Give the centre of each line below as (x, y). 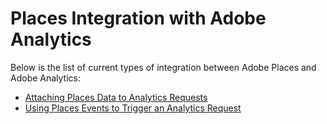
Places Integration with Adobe (138, 18)
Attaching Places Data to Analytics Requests (116, 97)
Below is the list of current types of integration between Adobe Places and (163, 67)
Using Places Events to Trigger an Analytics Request (133, 108)
